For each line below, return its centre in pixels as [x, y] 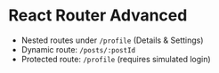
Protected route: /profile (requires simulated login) [116, 59]
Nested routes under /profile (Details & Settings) [112, 40]
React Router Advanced [98, 16]
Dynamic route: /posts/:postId [78, 49]
